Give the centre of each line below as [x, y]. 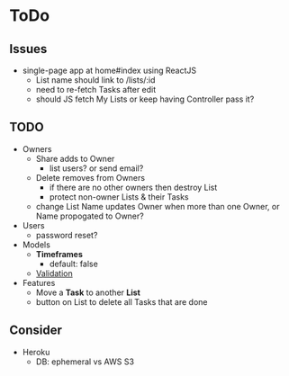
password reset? [67, 235]
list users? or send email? [96, 168]
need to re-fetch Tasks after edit [96, 90]
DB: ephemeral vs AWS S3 [85, 362]
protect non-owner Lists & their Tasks [119, 197]
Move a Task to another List [88, 292]
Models [36, 245]
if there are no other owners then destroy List [133, 187]
